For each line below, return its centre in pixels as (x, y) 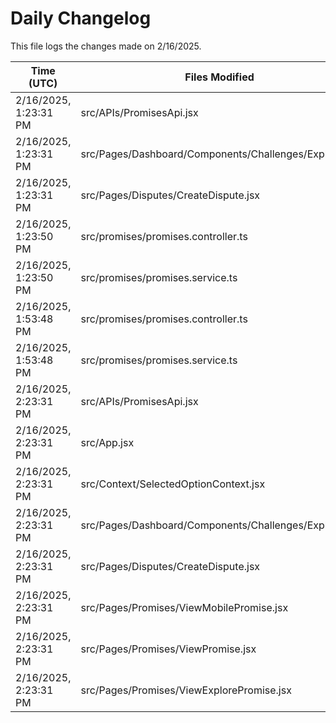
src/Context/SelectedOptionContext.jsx (173, 484)
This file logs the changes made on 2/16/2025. (106, 46)
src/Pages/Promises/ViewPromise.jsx (168, 649)
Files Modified (219, 77)
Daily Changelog (81, 18)
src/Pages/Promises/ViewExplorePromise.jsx (186, 690)
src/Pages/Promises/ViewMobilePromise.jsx (184, 607)
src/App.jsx (107, 442)
